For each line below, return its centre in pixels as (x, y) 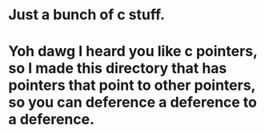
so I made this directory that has (118, 69)
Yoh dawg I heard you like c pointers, (133, 52)
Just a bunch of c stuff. (87, 15)
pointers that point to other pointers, (132, 85)
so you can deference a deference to (133, 103)
